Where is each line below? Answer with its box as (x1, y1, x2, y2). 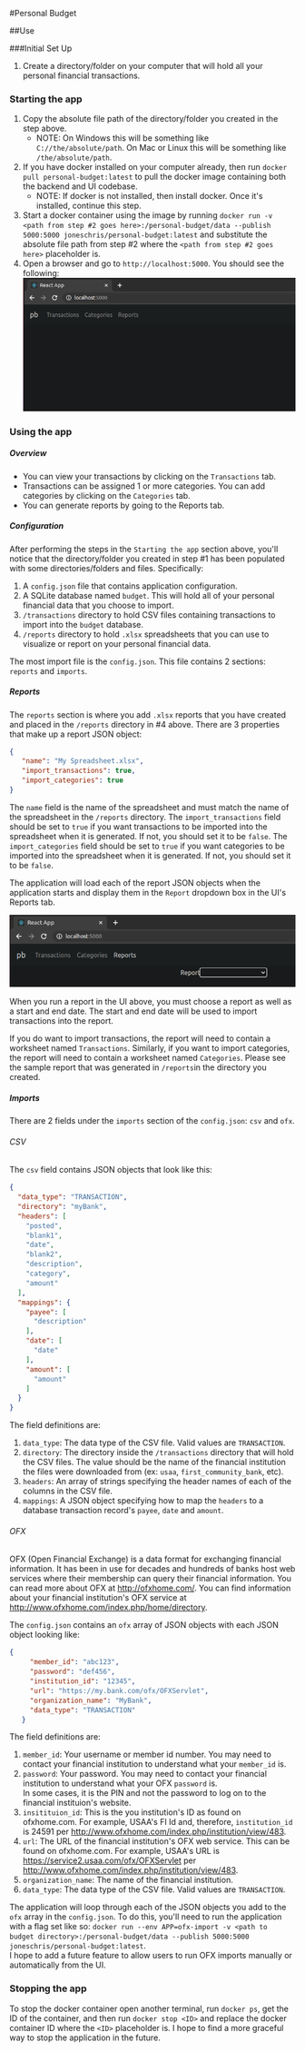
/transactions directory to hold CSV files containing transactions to (22, 609, 276, 620)
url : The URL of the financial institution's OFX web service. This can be (22, 1836, 290, 1847)
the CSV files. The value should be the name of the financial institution (22, 1457, 286, 1468)
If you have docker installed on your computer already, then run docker (22, 162, 288, 173)
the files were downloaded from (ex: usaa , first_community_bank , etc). (22, 1466, 284, 1477)
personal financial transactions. (22, 70, 141, 81)
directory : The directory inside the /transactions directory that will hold (22, 1447, 294, 1458)
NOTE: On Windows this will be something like (35, 133, 210, 144)
